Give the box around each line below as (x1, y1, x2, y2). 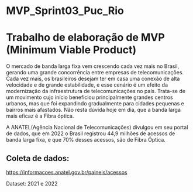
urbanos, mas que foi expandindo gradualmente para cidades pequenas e (6, 100, 184, 107)
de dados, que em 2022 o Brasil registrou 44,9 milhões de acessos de (6, 130, 175, 137)
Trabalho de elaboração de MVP (6, 31, 165, 44)
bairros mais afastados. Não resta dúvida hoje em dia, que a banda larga (6, 107, 181, 114)
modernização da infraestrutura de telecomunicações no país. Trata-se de (6, 88, 186, 95)
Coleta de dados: (6, 153, 70, 163)
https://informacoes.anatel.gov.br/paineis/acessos (6, 169, 127, 176)
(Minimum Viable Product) (6, 43, 137, 57)
